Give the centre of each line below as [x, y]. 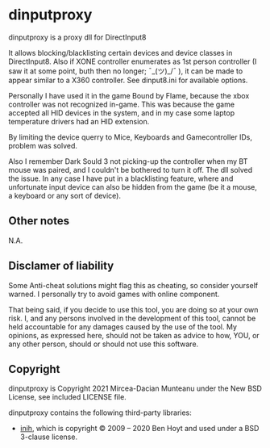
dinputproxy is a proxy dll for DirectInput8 [77, 37]
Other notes [39, 221]
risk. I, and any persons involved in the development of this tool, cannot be [132, 318]
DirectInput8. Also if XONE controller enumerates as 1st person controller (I [133, 61]
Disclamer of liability [61, 266]
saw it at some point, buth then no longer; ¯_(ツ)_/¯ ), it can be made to [126, 71]
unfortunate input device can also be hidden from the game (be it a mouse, [133, 186]
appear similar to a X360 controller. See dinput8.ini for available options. [128, 80]
